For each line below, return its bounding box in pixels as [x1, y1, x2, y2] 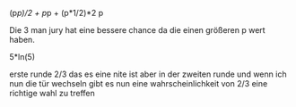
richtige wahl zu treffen [9, 88, 96, 98]
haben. [9, 35, 36, 45]
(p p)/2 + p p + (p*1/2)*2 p [9, 8, 104, 18]
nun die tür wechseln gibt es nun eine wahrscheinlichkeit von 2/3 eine [9, 78, 268, 88]
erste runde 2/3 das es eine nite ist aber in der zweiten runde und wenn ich [9, 69, 287, 79]
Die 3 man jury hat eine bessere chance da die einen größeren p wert [9, 25, 266, 35]
